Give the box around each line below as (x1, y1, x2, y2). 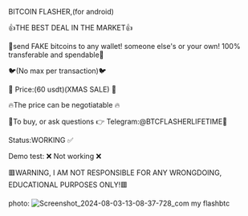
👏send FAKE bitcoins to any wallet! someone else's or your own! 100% (8, 42, 241, 51)
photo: (8, 198, 30, 208)
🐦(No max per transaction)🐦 (8, 66, 107, 75)
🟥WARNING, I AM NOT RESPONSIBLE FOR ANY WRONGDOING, (8, 168, 222, 177)
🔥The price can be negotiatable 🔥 (8, 100, 120, 109)
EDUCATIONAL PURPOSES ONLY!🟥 (8, 180, 128, 190)
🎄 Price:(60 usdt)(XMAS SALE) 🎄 (8, 84, 116, 94)
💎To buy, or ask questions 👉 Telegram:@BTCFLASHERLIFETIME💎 (8, 116, 227, 126)
